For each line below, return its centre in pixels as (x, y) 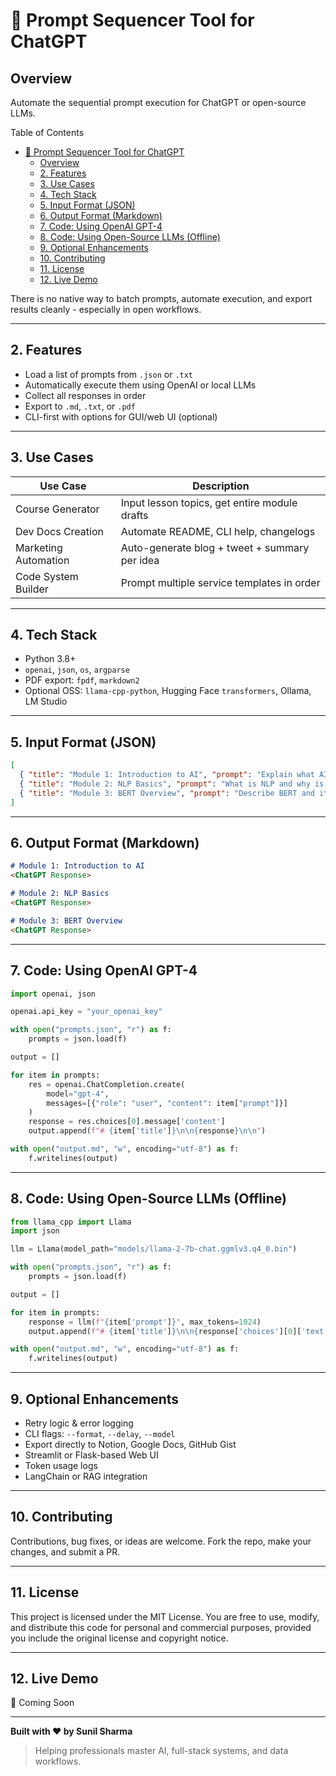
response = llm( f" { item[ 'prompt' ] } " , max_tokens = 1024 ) (145, 1322)
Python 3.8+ (50, 659)
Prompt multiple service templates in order (220, 582)
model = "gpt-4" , (78, 1094)
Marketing (39, 547)
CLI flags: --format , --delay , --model (100, 1433)
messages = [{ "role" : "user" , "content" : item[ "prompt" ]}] (167, 1103)
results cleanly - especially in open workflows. (106, 309)
